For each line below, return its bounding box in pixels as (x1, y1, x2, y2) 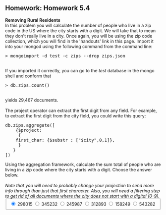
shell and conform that (5, 73, 52, 79)
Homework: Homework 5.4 (5, 4, 90, 12)
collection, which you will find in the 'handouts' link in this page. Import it (5, 38, 154, 44)
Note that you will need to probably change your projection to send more (5, 182, 155, 188)
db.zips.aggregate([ (5, 122, 55, 128)
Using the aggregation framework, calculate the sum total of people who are (5, 161, 161, 167)
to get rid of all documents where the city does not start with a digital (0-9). (5, 193, 160, 199)
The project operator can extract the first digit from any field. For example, (5, 107, 157, 113)
